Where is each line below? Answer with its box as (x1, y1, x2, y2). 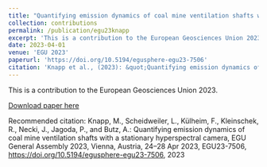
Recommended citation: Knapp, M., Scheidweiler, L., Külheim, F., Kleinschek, (8, 116, 259, 126)
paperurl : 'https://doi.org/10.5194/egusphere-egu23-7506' (8, 56, 208, 64)
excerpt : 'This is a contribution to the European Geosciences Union (8, 33, 244, 42)
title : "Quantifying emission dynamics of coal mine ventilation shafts (8, 11, 254, 20)
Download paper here (8, 100, 79, 110)
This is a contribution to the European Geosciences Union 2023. (8, 85, 219, 95)
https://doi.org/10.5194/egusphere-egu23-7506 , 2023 (8, 150, 185, 159)
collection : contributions (8, 19, 98, 27)
